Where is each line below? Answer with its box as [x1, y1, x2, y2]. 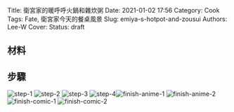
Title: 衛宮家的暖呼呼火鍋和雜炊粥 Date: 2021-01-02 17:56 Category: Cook [7, 6, 220, 14]
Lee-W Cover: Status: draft [7, 23, 85, 31]
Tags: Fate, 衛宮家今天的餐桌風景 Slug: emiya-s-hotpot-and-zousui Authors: [7, 15, 228, 23]
